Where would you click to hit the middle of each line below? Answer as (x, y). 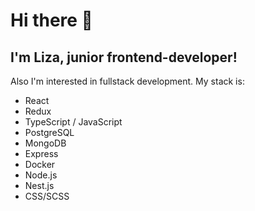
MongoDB (45, 143)
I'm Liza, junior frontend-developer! (124, 57)
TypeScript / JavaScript (73, 122)
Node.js (41, 175)
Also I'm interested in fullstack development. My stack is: (127, 81)
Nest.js (39, 185)
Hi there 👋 (51, 20)
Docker (40, 164)
